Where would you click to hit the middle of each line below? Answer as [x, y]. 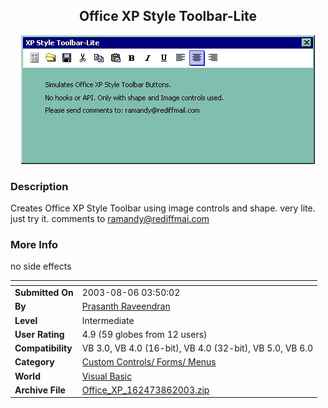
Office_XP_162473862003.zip [145, 390]
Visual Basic [107, 376]
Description [39, 186]
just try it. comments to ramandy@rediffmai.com [110, 219]
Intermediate [108, 320]
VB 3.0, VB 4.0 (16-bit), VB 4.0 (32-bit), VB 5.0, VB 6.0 [197, 348]
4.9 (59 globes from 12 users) [144, 334]
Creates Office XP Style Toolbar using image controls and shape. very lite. [163, 208]
